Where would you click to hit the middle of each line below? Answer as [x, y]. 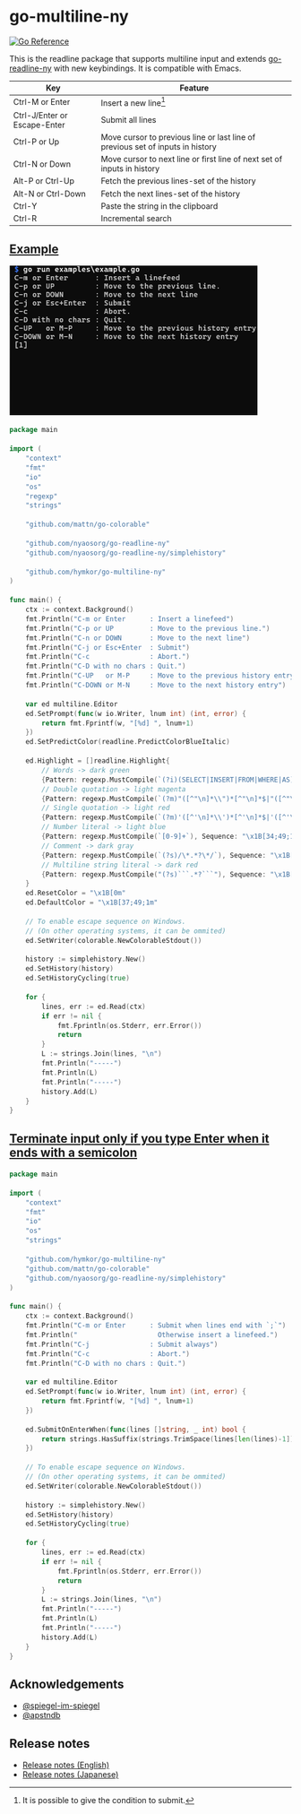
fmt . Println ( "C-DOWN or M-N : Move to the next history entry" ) [156, 686]
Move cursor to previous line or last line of [178, 137]
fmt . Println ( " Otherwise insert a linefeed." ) [152, 1335]
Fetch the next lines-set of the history [170, 194]
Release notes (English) [66, 1765]
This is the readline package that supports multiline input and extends [138, 58]
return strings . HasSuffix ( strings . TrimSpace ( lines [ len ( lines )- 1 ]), [170, 1439]
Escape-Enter [39, 125]
